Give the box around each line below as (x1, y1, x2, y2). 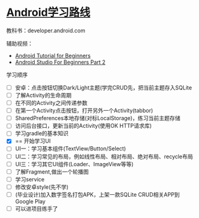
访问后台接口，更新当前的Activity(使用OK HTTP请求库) (15, 122, 152, 130)
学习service (15, 175, 45, 183)
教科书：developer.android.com (6, 27, 86, 34)
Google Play (15, 197, 46, 205)
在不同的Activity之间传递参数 (15, 99, 88, 107)
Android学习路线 (6, 5, 91, 19)
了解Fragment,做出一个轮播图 (15, 168, 89, 175)
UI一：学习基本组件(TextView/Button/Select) (15, 145, 126, 152)
